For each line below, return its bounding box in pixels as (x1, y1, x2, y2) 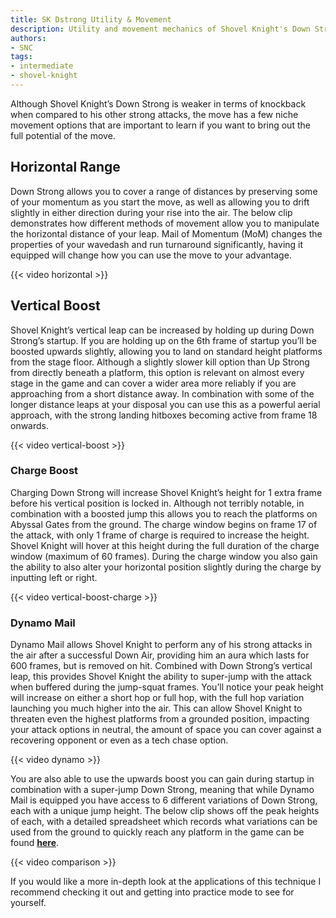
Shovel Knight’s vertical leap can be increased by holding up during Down (10, 324, 315, 336)
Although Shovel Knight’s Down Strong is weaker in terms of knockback (10, 97, 307, 110)
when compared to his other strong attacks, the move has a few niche (10, 108, 299, 120)
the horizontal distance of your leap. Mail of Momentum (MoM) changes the (10, 227, 323, 240)
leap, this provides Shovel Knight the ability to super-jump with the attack (10, 671, 312, 683)
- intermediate (10, 61, 74, 71)
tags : (10, 52, 33, 62)
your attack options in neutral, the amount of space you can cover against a (10, 724, 322, 736)
